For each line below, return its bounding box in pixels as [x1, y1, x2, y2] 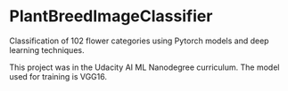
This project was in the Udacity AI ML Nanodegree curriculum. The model [9, 62, 280, 72]
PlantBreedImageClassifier [9, 6, 213, 27]
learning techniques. [9, 44, 85, 55]
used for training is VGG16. [9, 71, 108, 81]
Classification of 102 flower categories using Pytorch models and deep [9, 35, 269, 46]
